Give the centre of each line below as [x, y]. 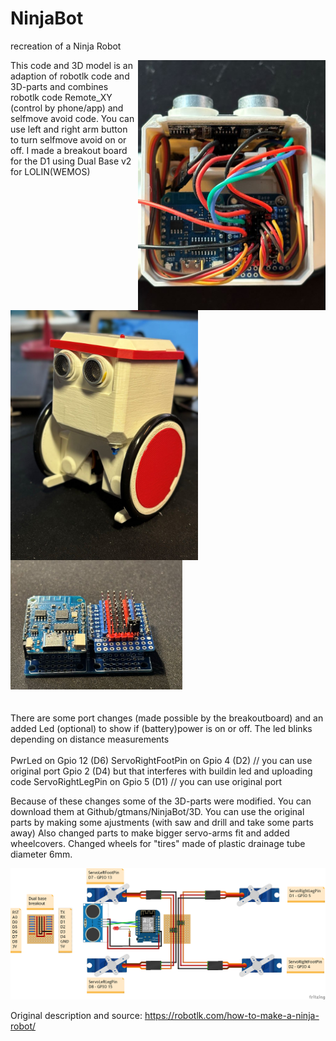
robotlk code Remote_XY [61, 97]
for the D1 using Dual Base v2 [71, 161]
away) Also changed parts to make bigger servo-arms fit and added [150, 833]
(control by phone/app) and [67, 108]
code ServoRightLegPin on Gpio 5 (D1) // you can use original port [146, 781]
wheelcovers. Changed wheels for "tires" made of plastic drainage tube [158, 843]
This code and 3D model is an [71, 65]
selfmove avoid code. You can [72, 118]
